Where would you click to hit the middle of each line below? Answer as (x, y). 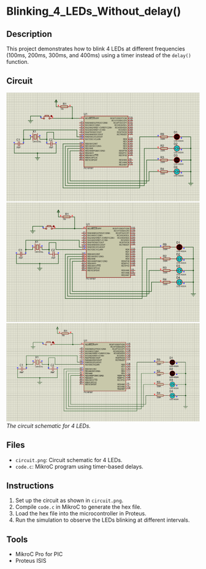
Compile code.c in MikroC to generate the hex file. (78, 507)
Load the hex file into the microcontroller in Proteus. (81, 514)
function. (18, 62)
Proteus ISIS (31, 561)
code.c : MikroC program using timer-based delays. (79, 466)
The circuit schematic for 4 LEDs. (48, 426)
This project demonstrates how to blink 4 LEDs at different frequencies (96, 49)
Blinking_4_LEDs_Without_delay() (94, 11)
